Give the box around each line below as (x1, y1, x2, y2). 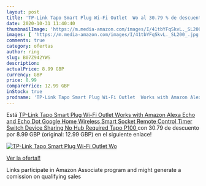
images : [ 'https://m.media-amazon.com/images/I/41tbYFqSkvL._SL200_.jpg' (6, 32, 202, 38)
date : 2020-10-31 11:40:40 (6, 20, 75, 26)
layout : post (6, 9, 40, 15)
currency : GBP (6, 72, 43, 78)
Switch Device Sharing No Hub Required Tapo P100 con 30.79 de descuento (6, 124, 199, 132)
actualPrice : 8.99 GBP (6, 65, 64, 72)
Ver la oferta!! (6, 154, 41, 162)
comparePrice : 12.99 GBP (6, 83, 70, 89)
